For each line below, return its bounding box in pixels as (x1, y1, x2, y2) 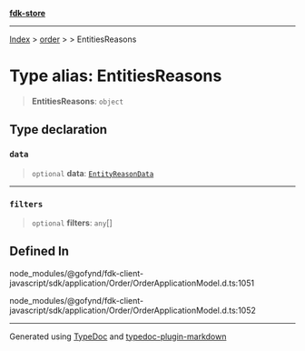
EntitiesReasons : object (31, 95, 124, 106)
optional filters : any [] (31, 217, 113, 228)
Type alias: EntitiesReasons (9, 65, 222, 86)
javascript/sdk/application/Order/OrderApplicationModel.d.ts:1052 (9, 305, 257, 316)
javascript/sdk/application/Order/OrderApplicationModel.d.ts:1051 (9, 277, 255, 288)
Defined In (9, 244, 70, 259)
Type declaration (9, 122, 107, 137)
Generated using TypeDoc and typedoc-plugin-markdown (9, 331, 227, 342)
